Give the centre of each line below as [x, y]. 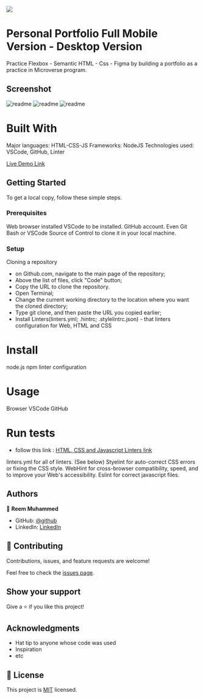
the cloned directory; [41, 306]
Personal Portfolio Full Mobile [82, 34]
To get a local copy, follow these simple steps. [64, 197]
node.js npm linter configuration [46, 367]
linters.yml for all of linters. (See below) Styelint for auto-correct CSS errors [101, 462]
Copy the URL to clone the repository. [62, 287]
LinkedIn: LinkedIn [38, 527]
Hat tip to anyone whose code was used [65, 643]
